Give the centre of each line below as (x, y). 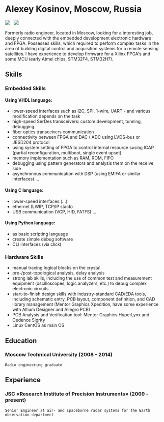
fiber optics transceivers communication (53, 132)
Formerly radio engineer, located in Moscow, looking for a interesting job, (79, 32)
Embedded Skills (26, 89)
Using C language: (24, 190)
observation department (29, 415)
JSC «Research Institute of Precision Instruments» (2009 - (77, 394)
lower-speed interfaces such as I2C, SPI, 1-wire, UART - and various (81, 111)
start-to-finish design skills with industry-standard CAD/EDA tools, (79, 294)
